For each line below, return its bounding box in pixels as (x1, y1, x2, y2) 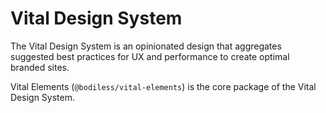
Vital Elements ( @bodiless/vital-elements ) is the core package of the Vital (10, 80, 317, 92)
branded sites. (10, 61, 70, 73)
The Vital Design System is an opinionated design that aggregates (10, 40, 282, 52)
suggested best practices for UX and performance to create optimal (10, 50, 290, 62)
